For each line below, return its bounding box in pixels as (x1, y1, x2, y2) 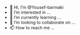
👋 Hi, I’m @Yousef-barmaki (9, 5, 64, 10)
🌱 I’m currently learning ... (9, 15, 62, 20)
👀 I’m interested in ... (9, 9, 51, 15)
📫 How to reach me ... (9, 25, 55, 30)
